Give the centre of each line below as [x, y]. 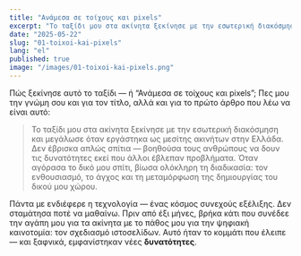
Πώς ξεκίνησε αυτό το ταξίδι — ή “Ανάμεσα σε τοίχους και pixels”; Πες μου [149, 93]
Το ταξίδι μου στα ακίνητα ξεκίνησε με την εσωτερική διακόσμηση [155, 129]
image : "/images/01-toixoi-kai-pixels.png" [92, 68]
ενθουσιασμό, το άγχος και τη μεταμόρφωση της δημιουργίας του [155, 176]
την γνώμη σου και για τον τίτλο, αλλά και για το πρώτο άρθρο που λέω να [150, 102]
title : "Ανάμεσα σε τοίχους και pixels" [86, 17]
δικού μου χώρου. [64, 186]
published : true [39, 59]
